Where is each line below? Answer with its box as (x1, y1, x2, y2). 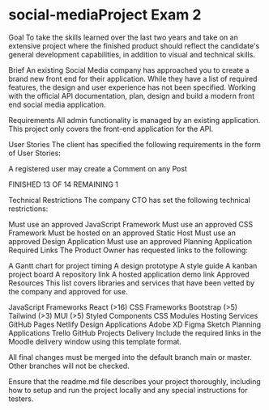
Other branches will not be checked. (8, 361, 130, 370)
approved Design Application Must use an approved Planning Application (8, 236, 253, 246)
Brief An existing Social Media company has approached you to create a (8, 65, 250, 74)
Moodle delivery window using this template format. (8, 336, 182, 346)
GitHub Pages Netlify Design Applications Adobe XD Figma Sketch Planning (8, 319, 262, 329)
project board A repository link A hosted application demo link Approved (8, 269, 250, 279)
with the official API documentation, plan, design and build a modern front (8, 91, 255, 100)
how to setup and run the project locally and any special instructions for (8, 385, 249, 395)
